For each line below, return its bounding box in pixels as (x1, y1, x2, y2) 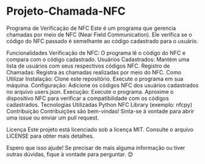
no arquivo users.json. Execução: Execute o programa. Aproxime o (6, 88, 174, 95)
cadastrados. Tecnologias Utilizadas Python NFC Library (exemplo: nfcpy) (6, 101, 193, 108)
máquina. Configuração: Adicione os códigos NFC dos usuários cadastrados (6, 81, 199, 89)
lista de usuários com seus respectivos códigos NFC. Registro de (6, 62, 170, 70)
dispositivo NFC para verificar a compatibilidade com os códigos (6, 94, 169, 102)
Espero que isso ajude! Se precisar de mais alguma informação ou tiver (6, 144, 185, 151)
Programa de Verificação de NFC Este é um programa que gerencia (6, 24, 176, 32)
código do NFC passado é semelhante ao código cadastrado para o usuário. (6, 37, 198, 45)
